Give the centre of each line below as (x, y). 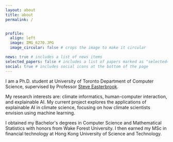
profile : (15, 33)
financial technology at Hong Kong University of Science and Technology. (84, 133)
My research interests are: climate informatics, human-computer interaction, (86, 96)
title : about (19, 15)
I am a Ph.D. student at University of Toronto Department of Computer (80, 81)
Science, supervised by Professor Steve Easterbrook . (62, 86)
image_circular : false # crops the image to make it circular (78, 48)
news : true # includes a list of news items (54, 57)
